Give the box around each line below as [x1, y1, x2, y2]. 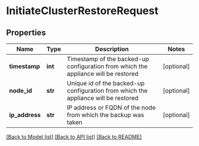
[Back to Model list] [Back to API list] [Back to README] [6, 134, 142, 140]
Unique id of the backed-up [67, 79, 145, 87]
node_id [9, 87, 33, 95]
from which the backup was [67, 111, 145, 119]
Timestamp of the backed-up [67, 55, 149, 63]
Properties [6, 28, 46, 38]
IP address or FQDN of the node [67, 104, 156, 111]
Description [95, 45, 129, 53]
